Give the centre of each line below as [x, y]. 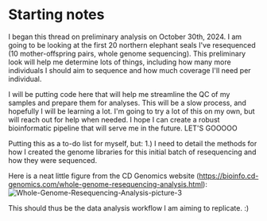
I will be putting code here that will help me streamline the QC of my [119, 94]
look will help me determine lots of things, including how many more [120, 62]
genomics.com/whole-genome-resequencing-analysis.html [106, 184]
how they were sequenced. [53, 160]
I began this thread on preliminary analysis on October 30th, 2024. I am [125, 37]
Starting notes [56, 15]
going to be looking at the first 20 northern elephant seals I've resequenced [132, 45]
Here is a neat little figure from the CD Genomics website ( [104, 176]
